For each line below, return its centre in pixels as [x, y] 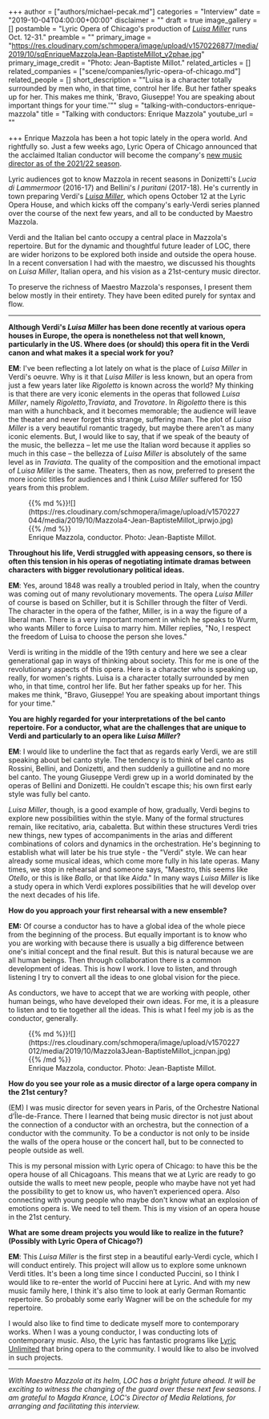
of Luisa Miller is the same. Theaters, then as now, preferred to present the [132, 470]
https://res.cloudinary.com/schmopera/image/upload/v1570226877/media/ [135, 46]
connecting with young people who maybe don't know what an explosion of [133, 1200]
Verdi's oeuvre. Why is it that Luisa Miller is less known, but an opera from [130, 377]
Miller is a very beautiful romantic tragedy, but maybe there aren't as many [131, 428]
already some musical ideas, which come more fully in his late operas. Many [134, 861]
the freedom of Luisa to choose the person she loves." [98, 636]
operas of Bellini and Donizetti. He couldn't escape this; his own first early [130, 785]
